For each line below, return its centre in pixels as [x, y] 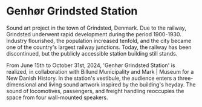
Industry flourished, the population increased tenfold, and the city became [99, 41]
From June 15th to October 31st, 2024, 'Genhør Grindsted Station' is [91, 65]
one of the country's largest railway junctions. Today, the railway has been [99, 47]
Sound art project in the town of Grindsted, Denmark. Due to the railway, [96, 28]
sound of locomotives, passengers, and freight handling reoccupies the [95, 91]
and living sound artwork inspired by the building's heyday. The [117, 84]
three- [185, 78]
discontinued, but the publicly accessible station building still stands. [92, 53]
